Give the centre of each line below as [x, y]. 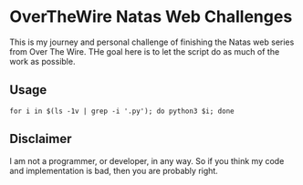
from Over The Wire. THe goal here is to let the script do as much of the [145, 51]
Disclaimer [41, 139]
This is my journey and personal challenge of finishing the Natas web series [152, 42]
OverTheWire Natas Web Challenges [151, 17]
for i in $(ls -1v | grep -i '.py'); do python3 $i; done [122, 111]
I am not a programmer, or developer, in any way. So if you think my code [147, 160]
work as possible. [42, 61]
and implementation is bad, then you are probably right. [114, 170]
